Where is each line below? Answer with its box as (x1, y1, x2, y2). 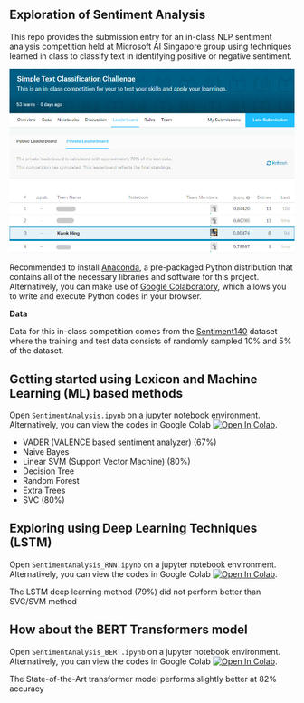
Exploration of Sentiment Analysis (9, 7, 206, 23)
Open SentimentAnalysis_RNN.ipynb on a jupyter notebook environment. (9, 559, 277, 570)
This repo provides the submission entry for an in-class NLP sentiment (9, 31, 273, 42)
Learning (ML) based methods (9, 385, 184, 401)
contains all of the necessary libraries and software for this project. (9, 272, 260, 283)
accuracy (9, 683, 44, 694)
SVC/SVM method (9, 595, 77, 606)
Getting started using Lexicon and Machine (9, 371, 258, 387)
